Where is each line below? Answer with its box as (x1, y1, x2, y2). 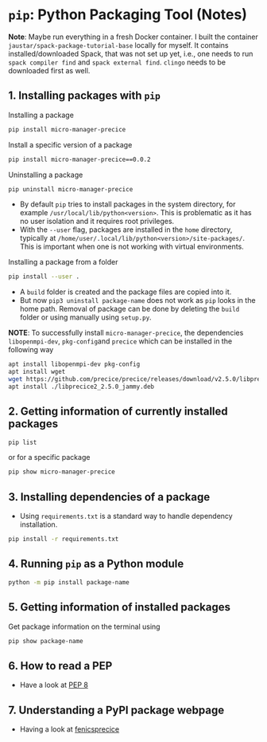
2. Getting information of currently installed (8, 405, 228, 418)
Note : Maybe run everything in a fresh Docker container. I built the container (8, 32, 258, 41)
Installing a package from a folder (8, 257, 118, 267)
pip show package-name (8, 637, 83, 645)
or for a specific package (8, 453, 91, 462)
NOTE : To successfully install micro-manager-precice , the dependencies (8, 328, 244, 338)
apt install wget (8, 368, 66, 376)
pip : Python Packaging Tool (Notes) (8, 6, 248, 24)
